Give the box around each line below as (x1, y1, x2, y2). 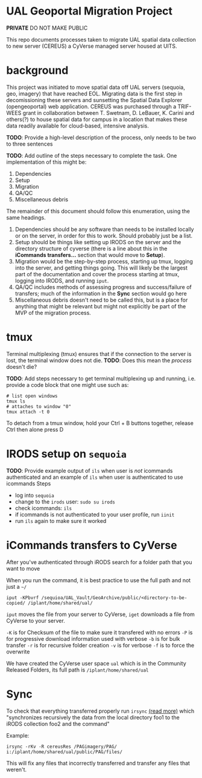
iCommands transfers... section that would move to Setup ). (14, 251, 165, 258)
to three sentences (6, 140, 53, 147)
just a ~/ (6, 583, 27, 590)
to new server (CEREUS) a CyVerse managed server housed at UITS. (6, 42, 177, 50)
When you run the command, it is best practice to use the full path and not (6, 576, 191, 584)
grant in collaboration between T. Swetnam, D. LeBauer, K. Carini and (22, 109, 195, 116)
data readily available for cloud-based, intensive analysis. (6, 122, 149, 129)
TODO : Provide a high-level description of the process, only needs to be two (6, 134, 197, 141)
